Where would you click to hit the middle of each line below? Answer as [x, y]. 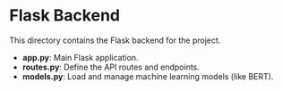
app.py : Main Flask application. [80, 57]
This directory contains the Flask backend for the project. [115, 40]
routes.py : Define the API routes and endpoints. [111, 67]
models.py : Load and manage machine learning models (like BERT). [148, 76]
